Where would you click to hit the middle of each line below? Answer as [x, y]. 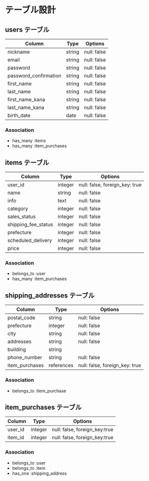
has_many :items [29, 141]
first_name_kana [26, 99]
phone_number [25, 357]
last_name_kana [26, 107]
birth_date [19, 115]
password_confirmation [35, 76]
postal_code [21, 318]
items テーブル [27, 163]
